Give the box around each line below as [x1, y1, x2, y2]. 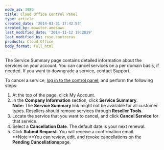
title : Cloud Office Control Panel [5, 12, 78, 17]
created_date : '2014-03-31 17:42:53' [5, 21, 82, 26]
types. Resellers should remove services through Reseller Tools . [12, 108, 143, 114]
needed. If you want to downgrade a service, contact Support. [5, 67, 131, 74]
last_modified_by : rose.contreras [5, 35, 76, 40]
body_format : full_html [5, 44, 54, 49]
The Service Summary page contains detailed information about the [5, 57, 142, 63]
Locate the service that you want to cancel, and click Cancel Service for [12, 113, 159, 119]
